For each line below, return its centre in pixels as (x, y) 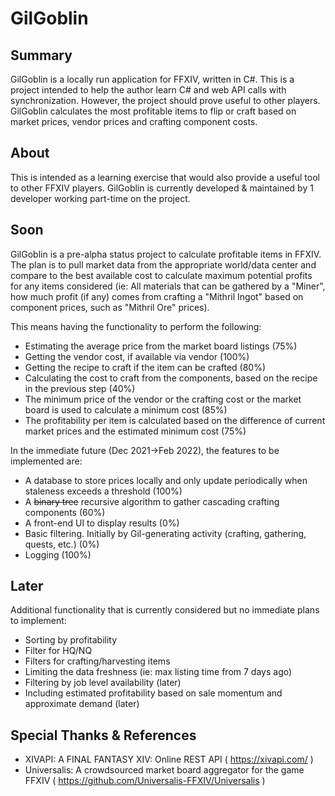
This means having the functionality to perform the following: (136, 326)
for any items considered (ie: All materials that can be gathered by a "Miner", (168, 286)
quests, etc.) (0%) (62, 544)
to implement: (38, 621)
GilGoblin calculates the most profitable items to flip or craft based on (153, 111)
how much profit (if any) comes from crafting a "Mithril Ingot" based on (157, 296)
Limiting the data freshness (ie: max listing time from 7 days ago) (158, 672)
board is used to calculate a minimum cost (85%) (126, 409)
